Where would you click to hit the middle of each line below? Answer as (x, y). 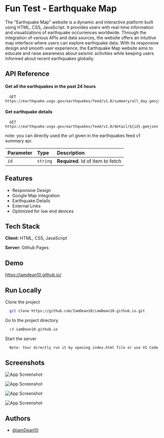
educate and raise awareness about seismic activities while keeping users (80, 53)
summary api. (19, 140)
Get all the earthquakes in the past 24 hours (51, 86)
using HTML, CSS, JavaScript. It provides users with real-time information (79, 27)
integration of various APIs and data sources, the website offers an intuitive (81, 38)
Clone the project (22, 302)
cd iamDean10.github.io (33, 329)
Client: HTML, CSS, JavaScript (36, 238)
